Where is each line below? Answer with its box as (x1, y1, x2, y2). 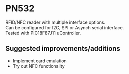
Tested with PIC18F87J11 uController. (5, 30, 81, 36)
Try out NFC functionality (12, 63, 65, 69)
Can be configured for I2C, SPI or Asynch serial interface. (5, 24, 124, 30)
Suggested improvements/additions (5, 44, 120, 53)
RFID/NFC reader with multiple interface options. (5, 19, 106, 25)
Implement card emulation (12, 58, 67, 64)
